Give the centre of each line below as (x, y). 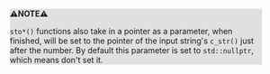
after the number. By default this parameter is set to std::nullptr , (132, 50)
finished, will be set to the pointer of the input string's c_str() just (132, 41)
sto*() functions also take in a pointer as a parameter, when (121, 31)
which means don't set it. (57, 60)
